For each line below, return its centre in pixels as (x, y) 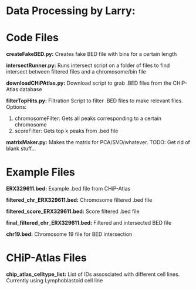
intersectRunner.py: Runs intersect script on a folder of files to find (88, 65)
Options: (16, 107)
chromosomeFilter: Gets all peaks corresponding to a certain (88, 118)
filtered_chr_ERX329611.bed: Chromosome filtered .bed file (79, 200)
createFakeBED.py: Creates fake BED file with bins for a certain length (92, 54)
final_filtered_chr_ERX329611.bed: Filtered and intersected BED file (89, 223)
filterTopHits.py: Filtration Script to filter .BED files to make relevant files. (94, 101)
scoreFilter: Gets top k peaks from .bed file (66, 131)
